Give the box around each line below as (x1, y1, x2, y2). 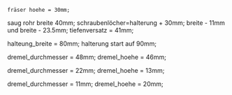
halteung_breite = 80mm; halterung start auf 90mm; (7, 40, 157, 48)
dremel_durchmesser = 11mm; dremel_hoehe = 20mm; (7, 80, 164, 88)
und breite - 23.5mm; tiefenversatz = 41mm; (7, 26, 134, 34)
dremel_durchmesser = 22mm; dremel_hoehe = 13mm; (7, 67, 165, 74)
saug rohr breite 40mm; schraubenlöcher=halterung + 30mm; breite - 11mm (7, 19, 226, 27)
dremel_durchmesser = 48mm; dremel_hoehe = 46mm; (7, 53, 166, 61)
